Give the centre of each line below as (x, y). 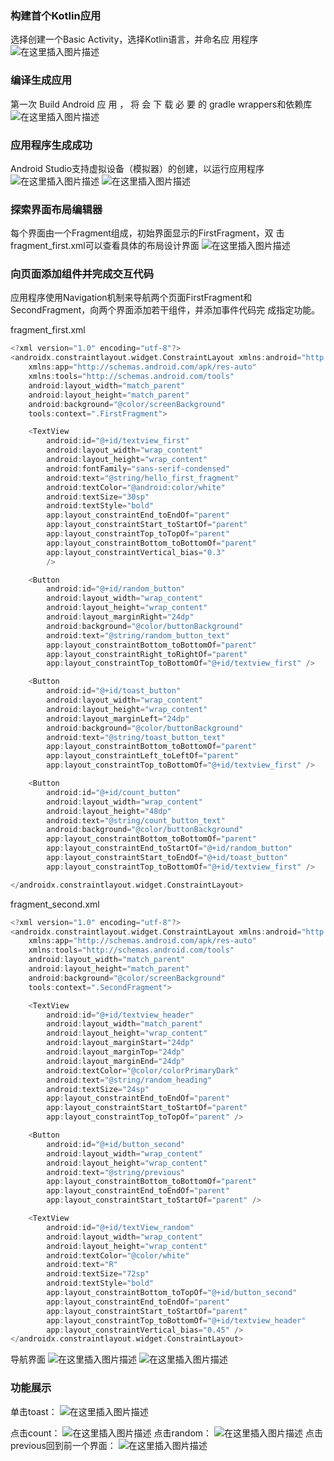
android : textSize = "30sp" (98, 497)
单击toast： (34, 1411)
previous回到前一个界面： (63, 1445)
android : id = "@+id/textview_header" (120, 1015)
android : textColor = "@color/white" (118, 1255)
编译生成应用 (41, 80)
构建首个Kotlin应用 (56, 15)
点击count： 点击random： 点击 (166, 1433)
